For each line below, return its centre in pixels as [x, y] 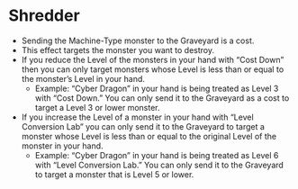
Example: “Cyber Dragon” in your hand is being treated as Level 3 [157, 88]
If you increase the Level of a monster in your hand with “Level [137, 117]
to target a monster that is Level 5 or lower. [114, 174]
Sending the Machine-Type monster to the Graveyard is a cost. [138, 40]
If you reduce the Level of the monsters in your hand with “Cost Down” [153, 59]
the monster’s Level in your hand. [83, 78]
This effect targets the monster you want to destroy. [118, 49]
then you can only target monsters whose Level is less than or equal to [153, 69]
